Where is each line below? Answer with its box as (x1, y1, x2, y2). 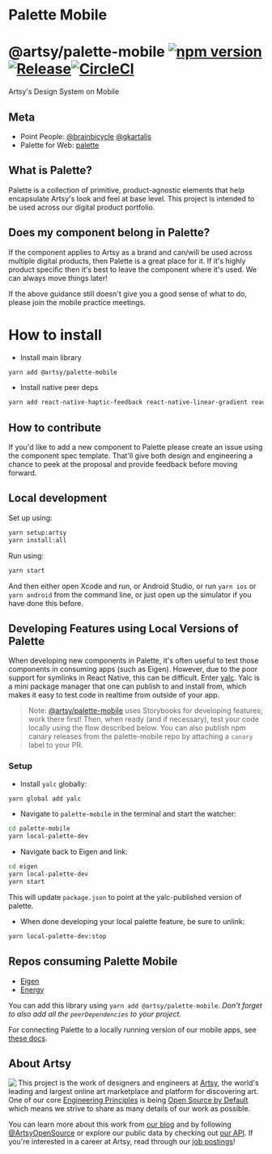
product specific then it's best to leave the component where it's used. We (8, 265, 257, 274)
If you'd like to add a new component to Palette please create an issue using (8, 443, 263, 452)
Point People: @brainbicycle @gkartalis (19, 131, 152, 141)
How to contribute (8, 421, 102, 435)
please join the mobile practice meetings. (8, 297, 146, 307)
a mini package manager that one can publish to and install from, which (8, 681, 247, 691)
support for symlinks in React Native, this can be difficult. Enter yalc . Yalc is (8, 673, 261, 683)
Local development (8, 491, 108, 505)
